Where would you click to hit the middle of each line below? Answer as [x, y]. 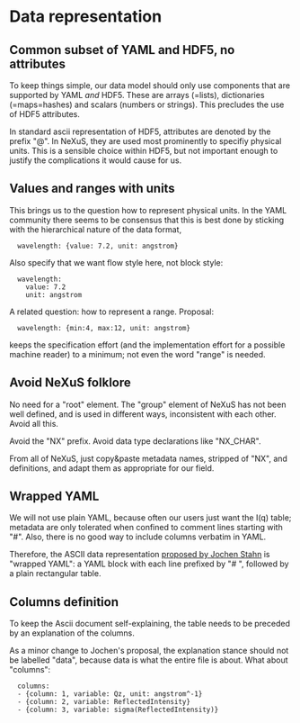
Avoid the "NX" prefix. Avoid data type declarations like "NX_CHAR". [135, 441]
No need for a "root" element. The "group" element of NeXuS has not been [148, 404]
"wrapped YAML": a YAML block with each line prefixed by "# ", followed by [149, 564]
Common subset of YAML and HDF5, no [122, 50]
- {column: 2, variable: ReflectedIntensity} [104, 702]
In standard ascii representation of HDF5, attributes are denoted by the [140, 131]
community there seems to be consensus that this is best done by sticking [147, 220]
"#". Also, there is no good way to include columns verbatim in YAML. [138, 537]
